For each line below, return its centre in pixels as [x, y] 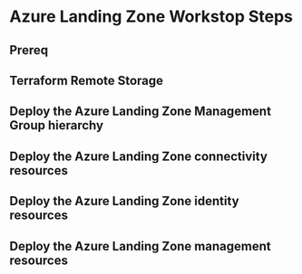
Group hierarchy [57, 125]
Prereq [29, 50]
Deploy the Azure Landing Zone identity [124, 201]
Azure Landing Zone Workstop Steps [151, 17]
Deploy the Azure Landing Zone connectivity [138, 156]
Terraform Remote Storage [87, 80]
